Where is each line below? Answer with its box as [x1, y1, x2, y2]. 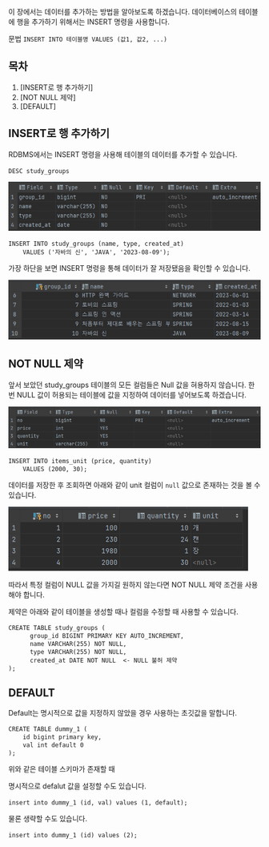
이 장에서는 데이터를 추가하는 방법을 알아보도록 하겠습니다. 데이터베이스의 [8, 7, 238, 16]
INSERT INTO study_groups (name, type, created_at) [8, 240, 184, 248]
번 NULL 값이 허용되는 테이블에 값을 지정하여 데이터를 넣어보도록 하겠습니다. [8, 389, 247, 399]
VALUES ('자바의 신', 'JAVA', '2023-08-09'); [22, 248, 171, 256]
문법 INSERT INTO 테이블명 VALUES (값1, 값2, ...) [8, 34, 168, 43]
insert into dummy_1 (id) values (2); [8, 832, 138, 840]
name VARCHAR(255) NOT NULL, [29, 639, 127, 647]
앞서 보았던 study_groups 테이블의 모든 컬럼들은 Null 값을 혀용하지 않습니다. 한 [8, 380, 255, 389]
